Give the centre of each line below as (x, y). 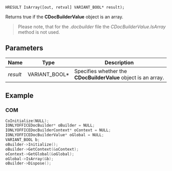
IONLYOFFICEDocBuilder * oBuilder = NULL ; (50, 126)
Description (119, 62)
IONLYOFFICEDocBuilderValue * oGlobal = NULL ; (55, 135)
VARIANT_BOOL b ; (23, 140)
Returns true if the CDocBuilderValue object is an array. (64, 17)
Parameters (24, 48)
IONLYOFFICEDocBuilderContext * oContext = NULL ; (58, 130)
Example (19, 96)
